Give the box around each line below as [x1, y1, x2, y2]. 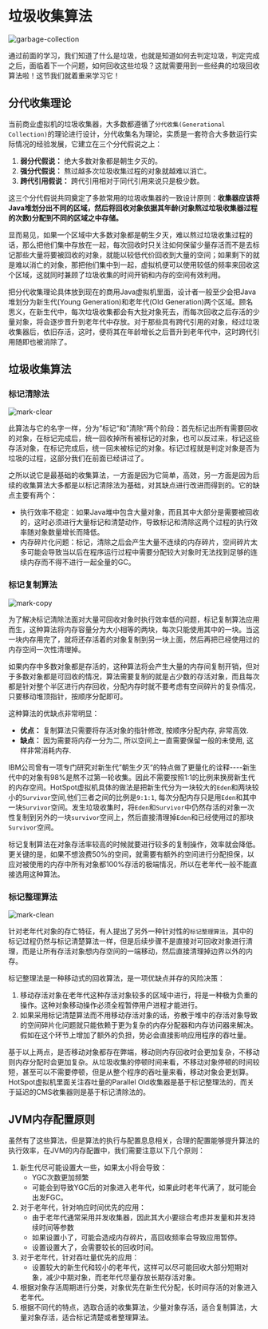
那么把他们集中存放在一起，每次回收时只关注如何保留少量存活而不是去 [22, 240, 253, 249]
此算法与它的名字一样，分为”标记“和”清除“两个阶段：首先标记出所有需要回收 [8, 424, 258, 433]
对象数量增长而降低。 [33, 527, 104, 537]
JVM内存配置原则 [8, 1112, 96, 1127]
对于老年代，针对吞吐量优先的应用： [19, 1252, 140, 1262]
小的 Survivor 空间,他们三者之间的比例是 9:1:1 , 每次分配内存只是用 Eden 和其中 [8, 792, 257, 802]
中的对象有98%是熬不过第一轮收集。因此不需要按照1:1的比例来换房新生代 [14, 772, 255, 782]
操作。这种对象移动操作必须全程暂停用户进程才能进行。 [19, 1001, 202, 1010]
